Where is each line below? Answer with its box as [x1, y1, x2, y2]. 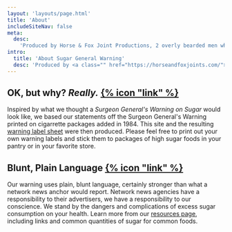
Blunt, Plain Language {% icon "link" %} [7, 162, 184, 173]
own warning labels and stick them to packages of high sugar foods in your [7, 135, 222, 143]
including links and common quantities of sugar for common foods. [7, 217, 198, 225]
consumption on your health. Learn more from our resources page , [7, 210, 198, 218]
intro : [7, 49, 26, 56]
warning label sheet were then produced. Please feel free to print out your [7, 127, 217, 135]
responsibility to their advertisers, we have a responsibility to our [7, 195, 191, 204]
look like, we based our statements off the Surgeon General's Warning [7, 113, 207, 121]
